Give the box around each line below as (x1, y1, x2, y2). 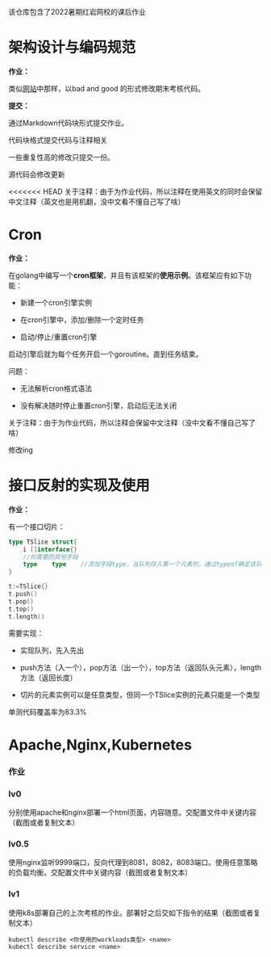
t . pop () (8, 597, 35, 606)
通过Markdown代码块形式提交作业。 (8, 118, 129, 128)
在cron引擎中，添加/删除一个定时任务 (19, 314, 144, 325)
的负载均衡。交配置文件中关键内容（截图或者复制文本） (8, 867, 192, 878)
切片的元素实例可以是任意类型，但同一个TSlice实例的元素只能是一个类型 (19, 690, 261, 699)
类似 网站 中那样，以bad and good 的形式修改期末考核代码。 (8, 83, 206, 93)
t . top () (8, 605, 35, 613)
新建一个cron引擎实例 (19, 297, 93, 307)
